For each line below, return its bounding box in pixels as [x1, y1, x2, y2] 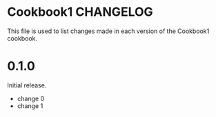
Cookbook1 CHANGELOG [7, 4, 153, 20]
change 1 [17, 101, 43, 110]
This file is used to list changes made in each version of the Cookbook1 [7, 27, 210, 35]
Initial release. [7, 81, 47, 89]
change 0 [17, 94, 45, 103]
